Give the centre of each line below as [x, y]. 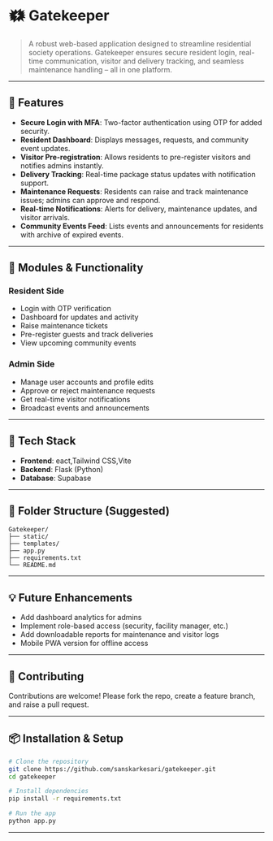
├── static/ [28, 537]
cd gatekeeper [32, 777]
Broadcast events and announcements [85, 408]
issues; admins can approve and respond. [90, 200]
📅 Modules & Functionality [76, 268]
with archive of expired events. [72, 234]
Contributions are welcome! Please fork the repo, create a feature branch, [132, 696]
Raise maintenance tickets [64, 326]
